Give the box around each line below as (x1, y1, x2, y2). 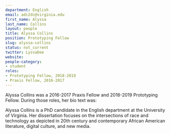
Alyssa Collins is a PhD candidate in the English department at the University (5, 107, 165, 113)
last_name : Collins (5, 21, 47, 27)
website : (5, 54, 24, 60)
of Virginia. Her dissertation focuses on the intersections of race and (5, 112, 149, 118)
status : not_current (5, 45, 49, 50)
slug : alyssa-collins (5, 40, 51, 46)
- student (5, 64, 26, 69)
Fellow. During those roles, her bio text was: (5, 97, 97, 103)
